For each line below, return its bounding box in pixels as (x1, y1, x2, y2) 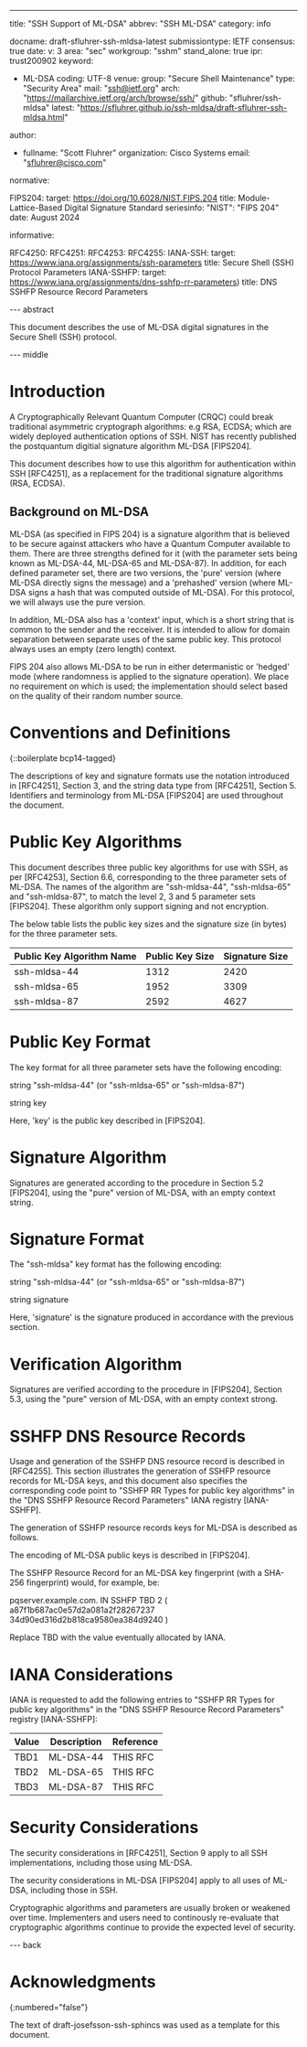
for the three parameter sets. (9, 927, 118, 938)
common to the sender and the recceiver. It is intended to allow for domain (9, 624, 291, 635)
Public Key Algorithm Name (14, 949, 137, 962)
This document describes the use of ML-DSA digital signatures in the (9, 322, 270, 332)
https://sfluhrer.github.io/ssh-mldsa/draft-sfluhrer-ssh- (80, 102, 288, 113)
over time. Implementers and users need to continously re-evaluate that (9, 1913, 280, 1924)
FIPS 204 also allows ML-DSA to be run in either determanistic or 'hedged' (9, 660, 291, 672)
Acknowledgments (9, 1972, 157, 1992)
